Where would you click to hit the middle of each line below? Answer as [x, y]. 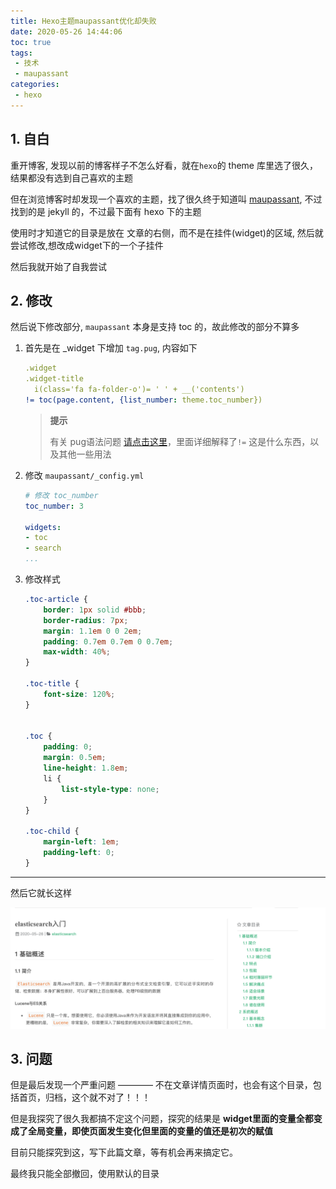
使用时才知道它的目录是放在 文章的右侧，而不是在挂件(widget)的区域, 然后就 [167, 232]
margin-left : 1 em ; [81, 842]
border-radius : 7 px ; [86, 620]
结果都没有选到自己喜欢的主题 [71, 177]
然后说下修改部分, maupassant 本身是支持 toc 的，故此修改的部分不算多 [155, 327]
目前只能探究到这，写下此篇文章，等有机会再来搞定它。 [124, 1152]
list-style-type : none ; [110, 789]
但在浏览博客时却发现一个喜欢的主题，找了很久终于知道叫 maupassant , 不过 [166, 199]
